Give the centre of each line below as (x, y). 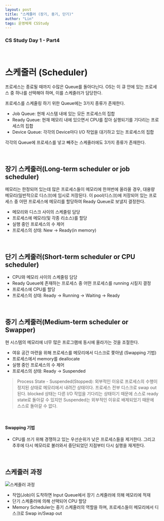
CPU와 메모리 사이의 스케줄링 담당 (45, 277)
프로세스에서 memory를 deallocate (46, 358)
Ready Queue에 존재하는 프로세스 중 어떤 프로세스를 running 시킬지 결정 (82, 283)
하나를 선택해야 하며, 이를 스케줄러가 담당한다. (59, 93)
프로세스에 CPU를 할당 (34, 289)
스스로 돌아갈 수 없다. (37, 406)
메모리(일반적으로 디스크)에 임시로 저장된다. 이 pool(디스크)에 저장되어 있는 (76, 195)
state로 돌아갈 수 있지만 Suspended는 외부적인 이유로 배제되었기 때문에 (85, 400)
